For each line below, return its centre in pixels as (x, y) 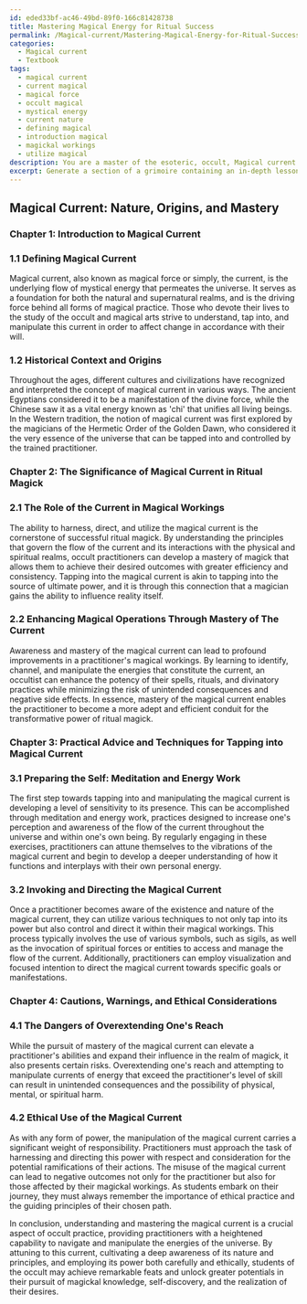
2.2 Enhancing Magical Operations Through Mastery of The (144, 620)
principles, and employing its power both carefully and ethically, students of (152, 1262)
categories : (32, 43)
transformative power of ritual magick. (81, 718)
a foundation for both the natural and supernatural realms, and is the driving (152, 297)
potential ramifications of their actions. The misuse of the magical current (148, 1167)
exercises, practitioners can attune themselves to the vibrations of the (141, 847)
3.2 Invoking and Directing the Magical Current (116, 889)
